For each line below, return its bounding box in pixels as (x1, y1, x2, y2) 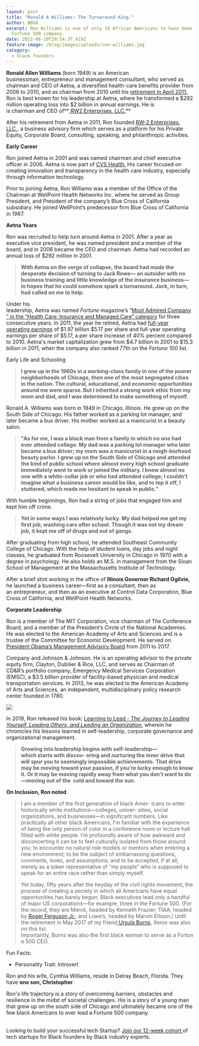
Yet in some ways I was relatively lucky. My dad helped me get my (20, 515, 187, 522)
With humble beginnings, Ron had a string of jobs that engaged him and (6, 497, 182, 504)
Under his (6, 300, 30, 307)
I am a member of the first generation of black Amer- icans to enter (20, 800, 185, 807)
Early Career (6, 143, 38, 150)
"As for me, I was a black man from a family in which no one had (20, 434, 182, 442)
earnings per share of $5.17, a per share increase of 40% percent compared (6, 332, 192, 339)
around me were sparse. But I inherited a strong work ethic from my (20, 386, 191, 393)
